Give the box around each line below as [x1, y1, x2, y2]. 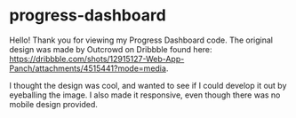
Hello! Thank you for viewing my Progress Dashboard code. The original [9, 35, 274, 45]
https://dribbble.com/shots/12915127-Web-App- [9, 53, 185, 64]
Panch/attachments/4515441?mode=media [9, 63, 167, 74]
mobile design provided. [9, 98, 98, 109]
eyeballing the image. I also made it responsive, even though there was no [9, 90, 281, 100]
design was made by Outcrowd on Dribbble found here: [9, 43, 212, 54]
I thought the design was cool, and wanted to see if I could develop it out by [9, 80, 287, 90]
